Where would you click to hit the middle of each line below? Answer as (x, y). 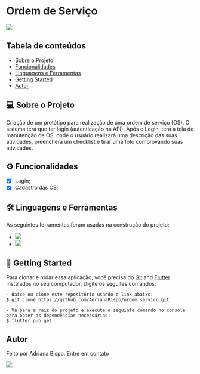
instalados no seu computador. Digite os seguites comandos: (81, 284)
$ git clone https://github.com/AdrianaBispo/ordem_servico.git (88, 300)
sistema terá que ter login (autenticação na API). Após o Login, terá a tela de (100, 129)
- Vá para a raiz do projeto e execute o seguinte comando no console (96, 310)
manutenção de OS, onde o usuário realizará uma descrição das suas (92, 135)
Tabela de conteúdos (46, 46)
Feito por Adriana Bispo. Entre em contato (58, 353)
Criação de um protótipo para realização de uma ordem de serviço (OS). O (98, 122)
